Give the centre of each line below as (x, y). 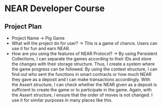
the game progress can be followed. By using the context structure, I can (84, 69)
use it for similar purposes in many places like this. (62, 100)
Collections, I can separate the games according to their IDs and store (81, 59)
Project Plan (23, 27)
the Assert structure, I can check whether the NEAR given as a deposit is (84, 85)
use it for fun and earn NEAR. (41, 48)
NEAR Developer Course (55, 9)
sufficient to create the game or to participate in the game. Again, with (82, 90)
